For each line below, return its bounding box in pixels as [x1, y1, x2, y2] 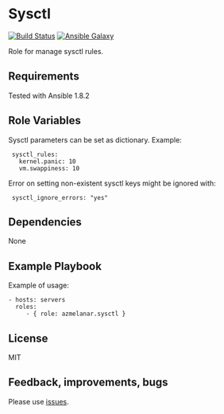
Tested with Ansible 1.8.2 [8, 91, 90, 100]
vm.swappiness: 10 [18, 164, 80, 172]
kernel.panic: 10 [18, 157, 77, 166]
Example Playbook [8, 260, 102, 273]
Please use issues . [8, 396, 69, 406]
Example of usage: [8, 280, 70, 291]
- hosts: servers [8, 296, 66, 304]
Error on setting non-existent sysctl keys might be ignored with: [8, 178, 216, 188]
